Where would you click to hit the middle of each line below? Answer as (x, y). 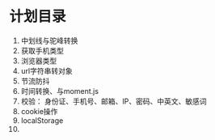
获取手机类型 (42, 50)
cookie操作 (39, 111)
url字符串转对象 (46, 70)
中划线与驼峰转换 (49, 40)
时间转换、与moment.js (60, 91)
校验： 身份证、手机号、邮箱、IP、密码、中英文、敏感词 (114, 101)
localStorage (42, 120)
